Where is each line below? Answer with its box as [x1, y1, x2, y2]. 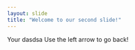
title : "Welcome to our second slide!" [7, 16, 122, 23]
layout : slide [7, 10, 48, 17]
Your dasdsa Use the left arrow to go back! [7, 35, 129, 43]
